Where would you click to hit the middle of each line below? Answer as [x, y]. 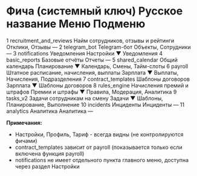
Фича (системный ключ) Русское [95, 11]
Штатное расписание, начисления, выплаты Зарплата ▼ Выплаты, [92, 72]
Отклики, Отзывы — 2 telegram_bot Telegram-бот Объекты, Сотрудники [99, 47]
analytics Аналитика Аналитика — [50, 111]
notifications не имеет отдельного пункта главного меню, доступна [102, 160]
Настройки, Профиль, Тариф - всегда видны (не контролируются [99, 134]
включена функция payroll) [50, 153]
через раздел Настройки [47, 166]
